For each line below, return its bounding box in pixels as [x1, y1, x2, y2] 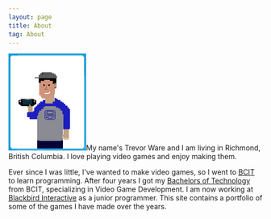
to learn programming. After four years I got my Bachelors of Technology [8, 176, 251, 186]
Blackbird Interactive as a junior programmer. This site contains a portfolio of [8, 193, 263, 203]
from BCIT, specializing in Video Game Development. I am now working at [8, 184, 254, 194]
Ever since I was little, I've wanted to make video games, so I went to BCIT [8, 167, 256, 177]
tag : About [8, 30, 45, 38]
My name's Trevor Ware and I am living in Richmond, [85, 143, 261, 153]
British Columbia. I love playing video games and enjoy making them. [8, 152, 237, 162]
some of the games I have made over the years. [8, 202, 167, 212]
